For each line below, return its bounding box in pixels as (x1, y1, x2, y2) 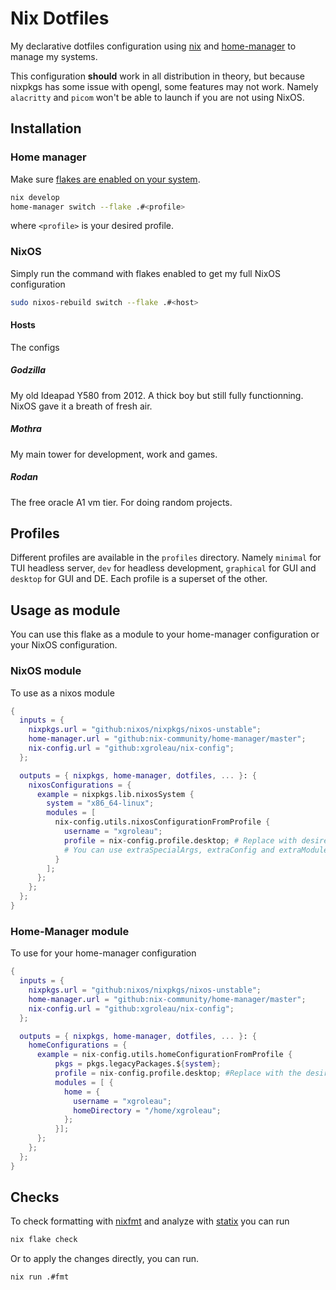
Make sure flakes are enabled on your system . (10, 173, 201, 185)
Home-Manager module (10, 924, 130, 938)
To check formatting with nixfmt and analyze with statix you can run (10, 1215, 290, 1227)
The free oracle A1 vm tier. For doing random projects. (10, 496, 233, 508)
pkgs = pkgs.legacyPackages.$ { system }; (54, 1059, 222, 1069)
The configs (10, 341, 60, 353)
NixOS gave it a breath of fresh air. (10, 400, 153, 412)
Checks (10, 1189, 60, 1206)
